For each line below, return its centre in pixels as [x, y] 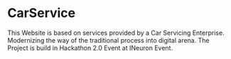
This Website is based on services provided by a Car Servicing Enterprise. [116, 33]
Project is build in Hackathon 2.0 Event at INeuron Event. [90, 48]
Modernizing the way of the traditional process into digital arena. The [108, 40]
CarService [42, 13]
